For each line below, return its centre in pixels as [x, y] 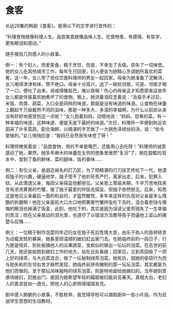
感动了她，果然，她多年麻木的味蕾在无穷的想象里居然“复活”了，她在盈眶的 [84, 152]
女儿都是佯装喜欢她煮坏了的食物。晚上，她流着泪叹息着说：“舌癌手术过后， [85, 97]
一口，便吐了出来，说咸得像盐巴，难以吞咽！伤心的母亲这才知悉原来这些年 [88, 90]
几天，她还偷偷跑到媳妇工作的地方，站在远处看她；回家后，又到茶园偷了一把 [86, 252]
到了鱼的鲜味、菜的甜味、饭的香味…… [63, 159]
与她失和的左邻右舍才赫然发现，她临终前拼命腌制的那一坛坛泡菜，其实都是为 [86, 264]
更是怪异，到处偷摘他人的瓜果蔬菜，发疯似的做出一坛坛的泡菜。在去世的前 [88, 245]
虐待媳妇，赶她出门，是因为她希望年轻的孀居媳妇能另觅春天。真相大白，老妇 [86, 277]
